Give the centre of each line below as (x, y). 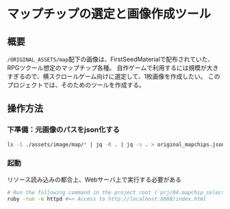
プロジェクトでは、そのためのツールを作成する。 (76, 85)
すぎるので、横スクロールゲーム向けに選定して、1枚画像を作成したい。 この (114, 76)
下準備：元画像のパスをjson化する (63, 130)
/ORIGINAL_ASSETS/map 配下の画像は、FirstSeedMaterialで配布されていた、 (111, 59)
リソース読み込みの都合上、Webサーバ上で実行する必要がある (94, 180)
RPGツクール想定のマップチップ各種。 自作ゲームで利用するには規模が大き (113, 68)
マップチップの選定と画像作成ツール (109, 14)
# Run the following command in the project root (79, 193)
